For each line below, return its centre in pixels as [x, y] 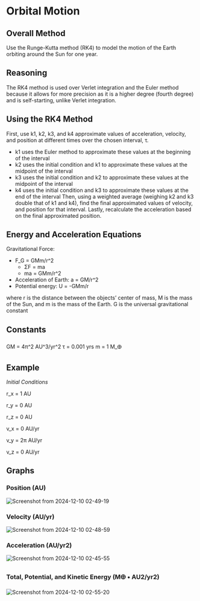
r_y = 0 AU [19, 405]
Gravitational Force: [31, 249]
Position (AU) [26, 488]
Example [23, 367]
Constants [26, 329]
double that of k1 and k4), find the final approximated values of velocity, [104, 203]
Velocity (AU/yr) [30, 517]
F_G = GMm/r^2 [34, 260]
